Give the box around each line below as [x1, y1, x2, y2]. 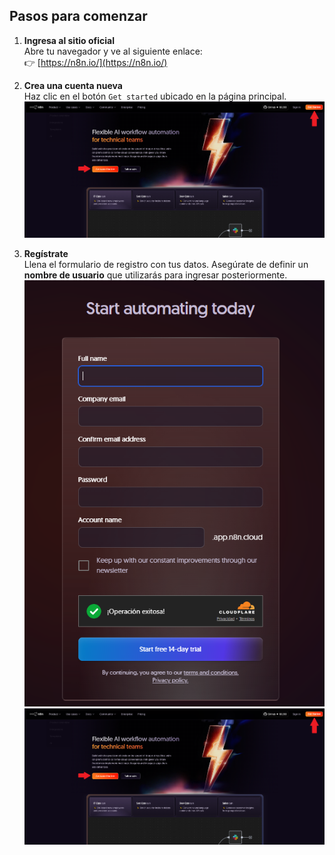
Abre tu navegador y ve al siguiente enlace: [23, 45, 203, 57]
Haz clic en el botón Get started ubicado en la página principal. [23, 90, 287, 102]
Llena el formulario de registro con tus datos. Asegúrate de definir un [23, 259, 309, 271]
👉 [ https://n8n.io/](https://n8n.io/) [23, 56, 168, 68]
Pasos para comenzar [9, 8, 148, 25]
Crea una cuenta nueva [23, 79, 123, 91]
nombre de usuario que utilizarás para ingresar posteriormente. [23, 269, 288, 281]
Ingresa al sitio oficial [23, 34, 115, 46]
